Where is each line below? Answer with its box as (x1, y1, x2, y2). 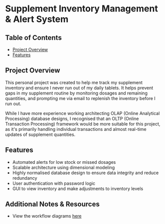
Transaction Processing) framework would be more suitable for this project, (5, 120, 161, 127)
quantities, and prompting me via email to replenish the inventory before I (5, 95, 156, 101)
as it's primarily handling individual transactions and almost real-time (5, 126, 147, 132)
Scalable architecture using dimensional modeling (12, 164, 115, 170)
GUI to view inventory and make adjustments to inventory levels (12, 185, 144, 192)
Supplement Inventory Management (5, 3, 158, 14)
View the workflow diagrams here (12, 213, 82, 219)
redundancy (12, 175, 37, 181)
